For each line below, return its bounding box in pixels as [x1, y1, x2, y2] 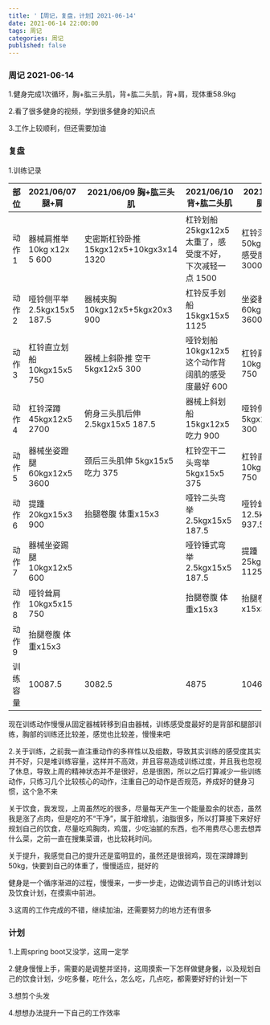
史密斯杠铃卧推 [84, 233, 141, 244]
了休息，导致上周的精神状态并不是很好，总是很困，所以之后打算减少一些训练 [8, 766, 262, 776]
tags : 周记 [8, 27, 43, 35]
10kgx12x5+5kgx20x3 [84, 304, 173, 315]
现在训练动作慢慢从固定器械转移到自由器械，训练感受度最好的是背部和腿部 [8, 719, 255, 729]
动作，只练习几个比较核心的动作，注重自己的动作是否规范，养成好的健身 [8, 776, 247, 786]
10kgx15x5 [28, 364, 73, 375]
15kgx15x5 [185, 310, 231, 321]
